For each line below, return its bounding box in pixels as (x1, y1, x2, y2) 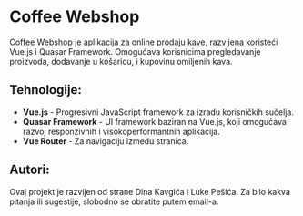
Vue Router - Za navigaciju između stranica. (22, 135, 189, 147)
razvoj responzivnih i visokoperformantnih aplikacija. (22, 126, 220, 137)
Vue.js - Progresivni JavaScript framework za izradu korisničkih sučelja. (22, 107, 294, 118)
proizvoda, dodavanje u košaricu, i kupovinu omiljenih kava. (9, 56, 234, 67)
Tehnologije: (9, 82, 82, 98)
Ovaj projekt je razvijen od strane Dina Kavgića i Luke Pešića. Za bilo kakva (9, 186, 291, 197)
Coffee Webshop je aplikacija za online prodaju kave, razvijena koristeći (9, 36, 278, 47)
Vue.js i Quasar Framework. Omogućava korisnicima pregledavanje (9, 46, 261, 57)
